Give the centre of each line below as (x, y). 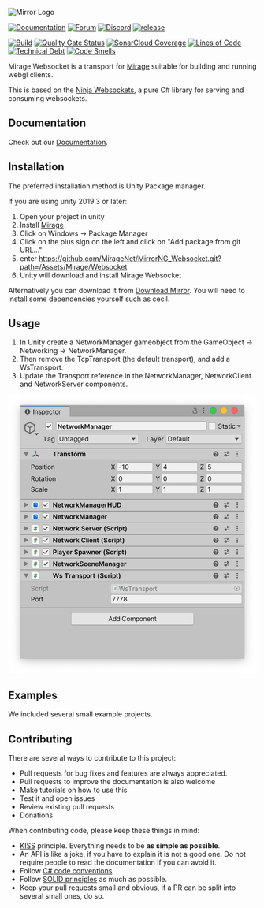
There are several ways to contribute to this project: (92, 758)
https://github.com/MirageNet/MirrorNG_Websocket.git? (130, 258)
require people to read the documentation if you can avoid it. (118, 862)
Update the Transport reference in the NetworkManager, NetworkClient (136, 376)
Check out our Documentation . (58, 142)
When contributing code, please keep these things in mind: (104, 831)
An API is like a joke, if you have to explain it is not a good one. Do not (133, 854)
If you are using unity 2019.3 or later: (68, 201)
